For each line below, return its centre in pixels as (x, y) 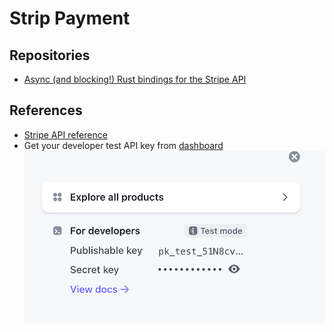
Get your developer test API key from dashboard (123, 145)
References (46, 110)
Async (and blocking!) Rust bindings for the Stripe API (135, 79)
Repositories (50, 55)
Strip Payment (70, 18)
